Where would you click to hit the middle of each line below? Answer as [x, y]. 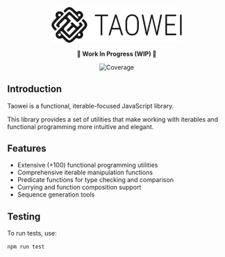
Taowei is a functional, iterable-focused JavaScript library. [91, 106]
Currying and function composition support [79, 188]
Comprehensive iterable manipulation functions [85, 172]
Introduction [35, 89]
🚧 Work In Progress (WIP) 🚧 [117, 53]
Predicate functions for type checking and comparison [95, 180]
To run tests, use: [32, 233]
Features [27, 149]
